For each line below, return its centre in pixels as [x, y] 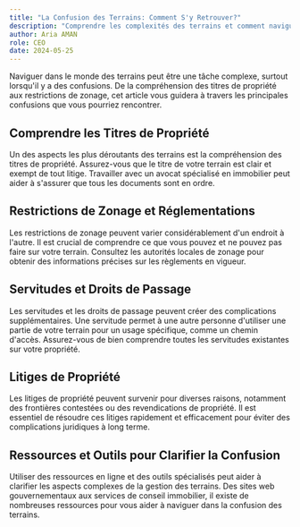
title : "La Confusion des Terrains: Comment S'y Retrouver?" [125, 17]
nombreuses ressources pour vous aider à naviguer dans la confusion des [146, 506]
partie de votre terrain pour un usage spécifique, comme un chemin [134, 330]
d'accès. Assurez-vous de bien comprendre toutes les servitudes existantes [150, 339]
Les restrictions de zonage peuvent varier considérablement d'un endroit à [147, 233]
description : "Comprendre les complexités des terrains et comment [137, 26]
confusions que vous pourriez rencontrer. [86, 105]
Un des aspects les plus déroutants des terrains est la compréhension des [146, 154]
